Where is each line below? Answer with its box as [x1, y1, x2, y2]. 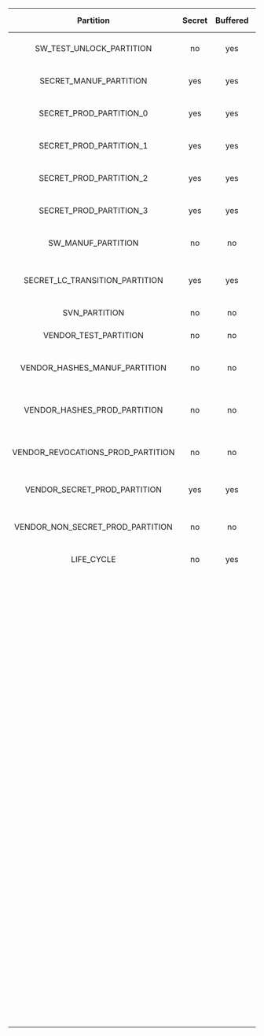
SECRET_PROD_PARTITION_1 [38, 141, 148, 151]
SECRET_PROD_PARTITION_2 [38, 173, 148, 183]
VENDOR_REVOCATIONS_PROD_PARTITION [12, 447, 175, 457]
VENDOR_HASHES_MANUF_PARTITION [20, 362, 167, 373]
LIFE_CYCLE [70, 554, 116, 564]
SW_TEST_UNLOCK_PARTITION [35, 43, 152, 53]
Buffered [214, 15, 249, 26]
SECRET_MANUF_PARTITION [38, 75, 148, 86]
